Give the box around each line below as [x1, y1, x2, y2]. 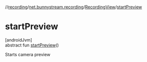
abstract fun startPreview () [5, 42, 59, 48]
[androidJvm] [5, 37, 33, 43]
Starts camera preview [5, 51, 51, 57]
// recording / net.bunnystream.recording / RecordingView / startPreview [5, 4, 142, 10]
